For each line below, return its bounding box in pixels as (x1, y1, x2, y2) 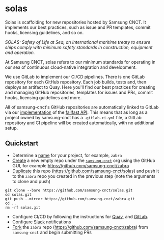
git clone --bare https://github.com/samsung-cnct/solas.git (5, 187, 133, 193)
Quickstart (5, 139, 39, 148)
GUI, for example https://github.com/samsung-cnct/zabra (12, 162, 129, 168)
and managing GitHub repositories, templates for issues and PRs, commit (5, 89, 153, 95)
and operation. (5, 50, 35, 55)
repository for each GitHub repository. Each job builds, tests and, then (5, 79, 147, 85)
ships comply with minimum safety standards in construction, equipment (5, 44, 153, 50)
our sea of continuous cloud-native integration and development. (5, 64, 137, 70)
